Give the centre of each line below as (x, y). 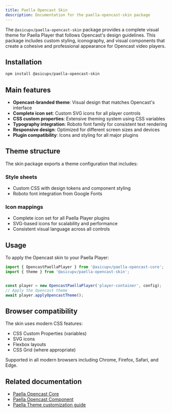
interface (22, 108)
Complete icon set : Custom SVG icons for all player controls (77, 113)
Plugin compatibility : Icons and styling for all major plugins (75, 135)
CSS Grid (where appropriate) (44, 350)
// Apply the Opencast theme (36, 290)
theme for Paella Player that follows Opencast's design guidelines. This (80, 35)
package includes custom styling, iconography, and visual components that (85, 40)
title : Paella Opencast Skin (36, 10)
